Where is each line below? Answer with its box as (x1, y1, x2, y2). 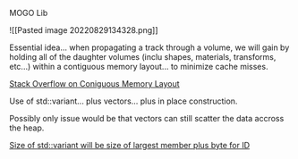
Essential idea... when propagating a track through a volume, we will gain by (9, 42, 290, 53)
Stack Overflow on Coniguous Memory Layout (9, 79, 181, 88)
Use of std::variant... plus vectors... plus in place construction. (9, 96, 238, 106)
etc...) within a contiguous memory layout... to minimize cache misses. (9, 62, 268, 71)
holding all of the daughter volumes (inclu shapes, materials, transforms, (9, 52, 277, 62)
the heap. (9, 122, 45, 133)
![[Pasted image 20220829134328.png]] (9, 25, 158, 35)
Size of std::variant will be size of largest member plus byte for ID (9, 140, 251, 150)
